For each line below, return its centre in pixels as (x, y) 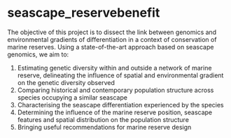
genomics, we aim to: (38, 54)
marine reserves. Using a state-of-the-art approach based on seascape (111, 47)
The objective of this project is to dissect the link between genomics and (112, 32)
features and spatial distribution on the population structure (103, 119)
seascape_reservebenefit (84, 13)
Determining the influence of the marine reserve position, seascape (114, 112)
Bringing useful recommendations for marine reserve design (104, 127)
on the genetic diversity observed (66, 82)
